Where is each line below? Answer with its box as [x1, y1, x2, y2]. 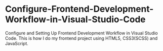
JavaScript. [5, 40, 29, 46]
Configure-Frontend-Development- [5, 3, 154, 15]
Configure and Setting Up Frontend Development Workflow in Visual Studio [5, 30, 158, 36]
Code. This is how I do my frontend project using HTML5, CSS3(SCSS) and [5, 35, 158, 41]
